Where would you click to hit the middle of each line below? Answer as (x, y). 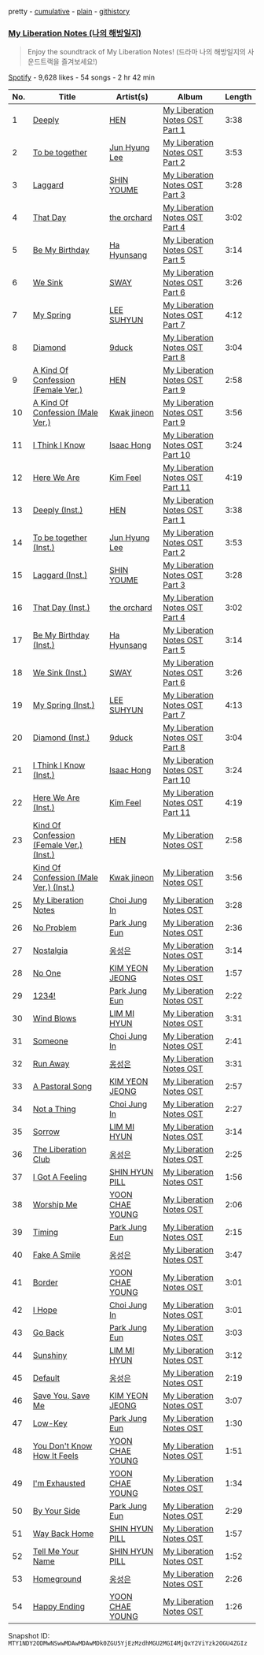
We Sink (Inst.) (60, 673)
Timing (46, 1233)
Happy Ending (59, 1607)
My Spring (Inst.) (64, 705)
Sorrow (46, 1132)
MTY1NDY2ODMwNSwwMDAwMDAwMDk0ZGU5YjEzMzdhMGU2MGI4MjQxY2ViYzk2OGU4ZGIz (128, 1644)
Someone (50, 1041)
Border (46, 1282)
